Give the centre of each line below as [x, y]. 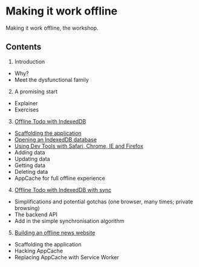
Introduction [30, 61]
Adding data [30, 152]
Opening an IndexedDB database [56, 139]
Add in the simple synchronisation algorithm [69, 221]
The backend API [36, 214]
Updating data [32, 159]
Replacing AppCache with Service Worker [67, 257]
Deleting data [31, 171]
